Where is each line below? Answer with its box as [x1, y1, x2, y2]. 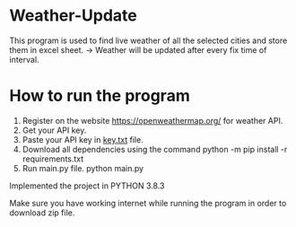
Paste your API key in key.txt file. [22, 134, 144, 144]
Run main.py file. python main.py [22, 162, 144, 173]
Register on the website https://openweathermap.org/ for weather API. [22, 115, 283, 126]
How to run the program [9, 86, 190, 106]
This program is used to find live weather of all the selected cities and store [9, 35, 288, 46]
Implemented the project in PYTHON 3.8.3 [9, 180, 165, 191]
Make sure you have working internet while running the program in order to [9, 197, 287, 208]
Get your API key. [22, 125, 87, 135]
